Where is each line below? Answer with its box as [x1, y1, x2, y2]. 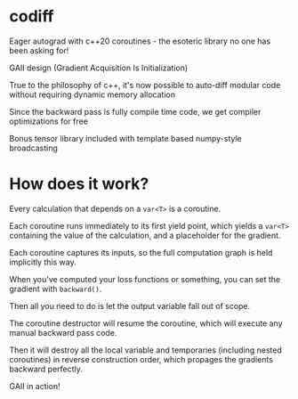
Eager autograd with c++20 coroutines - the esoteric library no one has [9, 36, 271, 46]
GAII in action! [9, 380, 60, 391]
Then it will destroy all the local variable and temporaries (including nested [9, 345, 282, 355]
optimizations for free [9, 116, 89, 126]
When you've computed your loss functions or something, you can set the [9, 273, 281, 284]
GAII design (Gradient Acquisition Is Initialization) [9, 62, 189, 73]
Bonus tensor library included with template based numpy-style [9, 133, 242, 143]
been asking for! [9, 45, 69, 55]
